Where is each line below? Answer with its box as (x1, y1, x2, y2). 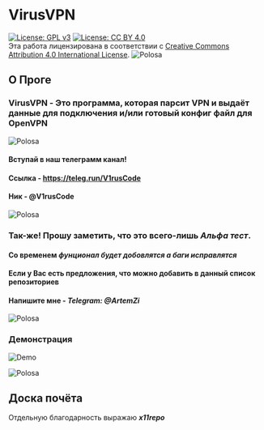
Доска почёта (8, 391, 83, 406)
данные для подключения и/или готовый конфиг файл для (8, 108, 253, 119)
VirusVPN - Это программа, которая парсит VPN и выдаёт (8, 97, 249, 109)
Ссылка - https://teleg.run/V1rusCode (8, 172, 142, 183)
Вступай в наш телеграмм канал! (8, 155, 127, 164)
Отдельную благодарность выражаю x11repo (8, 413, 165, 423)
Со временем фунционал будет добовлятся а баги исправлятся (8, 249, 237, 260)
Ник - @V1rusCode (8, 192, 75, 202)
